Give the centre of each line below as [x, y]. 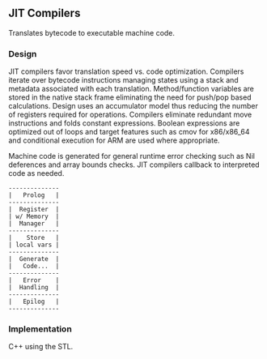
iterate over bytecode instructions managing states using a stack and [123, 80]
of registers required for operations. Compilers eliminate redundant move [130, 115]
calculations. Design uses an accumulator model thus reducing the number [133, 106]
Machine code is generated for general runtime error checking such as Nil [131, 156]
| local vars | [34, 245]
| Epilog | [34, 302]
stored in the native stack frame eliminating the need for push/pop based [130, 97]
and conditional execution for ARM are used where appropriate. [114, 140]
